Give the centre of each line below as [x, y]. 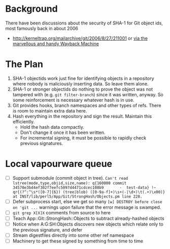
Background [31, 9]
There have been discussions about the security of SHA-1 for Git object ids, [84, 23]
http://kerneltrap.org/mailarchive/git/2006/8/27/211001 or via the [80, 38]
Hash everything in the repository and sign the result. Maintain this [82, 116]
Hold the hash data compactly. [52, 127]
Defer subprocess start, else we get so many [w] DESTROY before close [87, 201]
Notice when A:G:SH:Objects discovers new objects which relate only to [88, 224]
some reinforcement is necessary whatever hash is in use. [73, 100]
